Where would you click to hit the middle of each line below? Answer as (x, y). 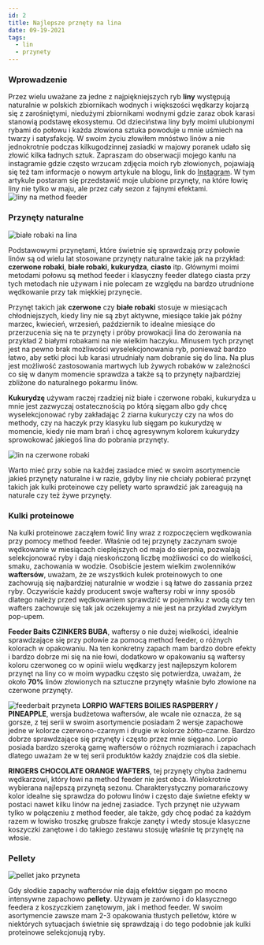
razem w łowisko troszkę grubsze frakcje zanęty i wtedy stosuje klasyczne (129, 821)
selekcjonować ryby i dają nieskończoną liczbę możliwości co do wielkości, (130, 558)
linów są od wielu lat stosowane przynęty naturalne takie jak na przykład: (127, 258)
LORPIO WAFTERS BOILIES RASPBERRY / (150, 705)
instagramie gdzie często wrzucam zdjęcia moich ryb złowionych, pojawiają (131, 164)
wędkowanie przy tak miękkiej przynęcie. (75, 291)
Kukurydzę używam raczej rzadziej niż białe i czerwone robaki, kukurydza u (132, 398)
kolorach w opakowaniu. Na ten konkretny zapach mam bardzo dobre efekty (132, 648)
